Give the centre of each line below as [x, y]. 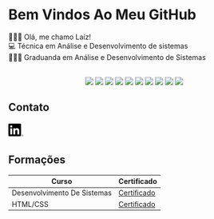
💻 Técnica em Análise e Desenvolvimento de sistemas [98, 46]
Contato [29, 108]
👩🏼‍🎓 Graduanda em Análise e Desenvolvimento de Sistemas [107, 57]
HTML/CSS [30, 204]
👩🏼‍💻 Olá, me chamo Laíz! [50, 37]
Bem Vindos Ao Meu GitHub [103, 15]
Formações [37, 160]
